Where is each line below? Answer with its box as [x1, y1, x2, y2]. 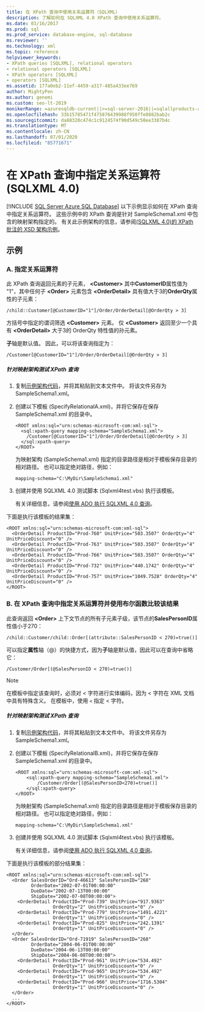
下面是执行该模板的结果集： [6, 513, 76, 520]
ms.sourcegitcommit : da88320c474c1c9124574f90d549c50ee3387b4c [6, 117, 171, 123]
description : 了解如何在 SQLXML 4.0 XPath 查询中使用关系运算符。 [6, 15, 164, 21]
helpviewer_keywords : [6, 54, 62, 61]
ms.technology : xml [6, 43, 56, 50]
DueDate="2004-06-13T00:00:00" [31, 946, 111, 953]
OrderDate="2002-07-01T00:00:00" [31, 882, 116, 888]
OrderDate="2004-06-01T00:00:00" [31, 941, 116, 948]
